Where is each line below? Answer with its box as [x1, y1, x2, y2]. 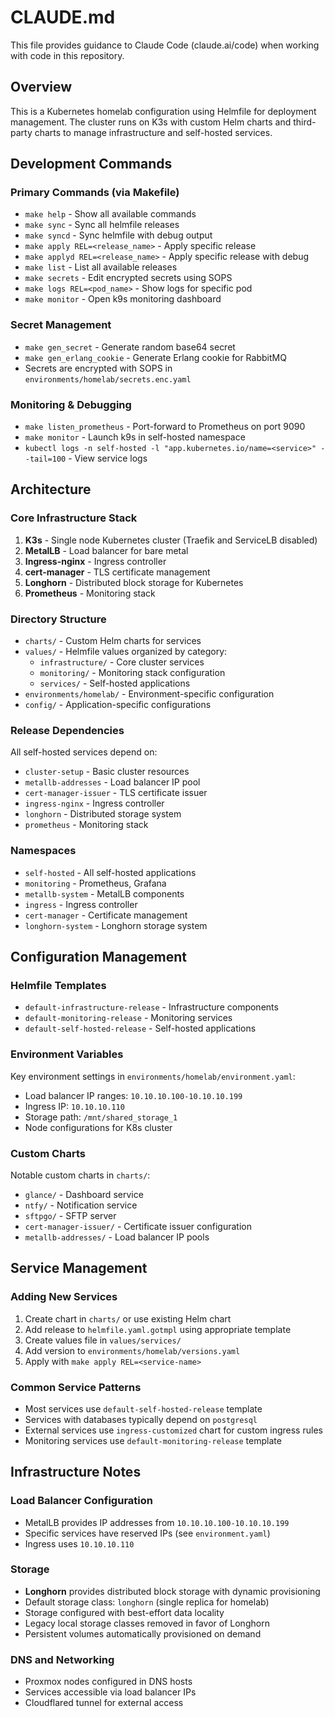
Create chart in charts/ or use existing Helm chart [24, 1312, 232, 1325]
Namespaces [10, 844, 77, 858]
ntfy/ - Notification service [24, 1199, 138, 1211]
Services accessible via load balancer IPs [24, 1686, 197, 1698]
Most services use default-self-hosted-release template [24, 1402, 263, 1415]
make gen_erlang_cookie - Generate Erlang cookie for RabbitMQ [24, 351, 287, 363]
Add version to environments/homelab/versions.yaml [24, 1344, 241, 1356]
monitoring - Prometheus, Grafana [24, 877, 167, 889]
